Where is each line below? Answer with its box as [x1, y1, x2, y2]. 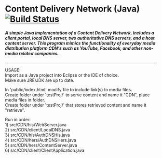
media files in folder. [5, 97, 45, 103]
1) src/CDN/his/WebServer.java [5, 122, 67, 128]
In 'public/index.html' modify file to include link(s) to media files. [5, 87, 133, 93]
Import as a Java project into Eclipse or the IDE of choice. [5, 72, 119, 78]
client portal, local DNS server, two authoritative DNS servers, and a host [5, 35, 155, 41]
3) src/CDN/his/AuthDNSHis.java [5, 132, 70, 138]
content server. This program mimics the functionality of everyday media [5, 40, 156, 46]
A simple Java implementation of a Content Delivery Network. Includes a [5, 30, 154, 36]
